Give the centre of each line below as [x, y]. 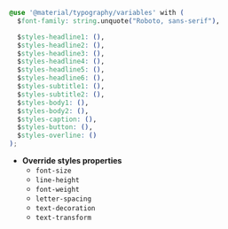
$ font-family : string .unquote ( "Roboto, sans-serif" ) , [118, 21]
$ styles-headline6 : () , [61, 78]
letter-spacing [63, 199]
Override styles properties [72, 160]
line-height [57, 180]
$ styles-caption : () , [57, 119]
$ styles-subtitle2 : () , [61, 94]
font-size [54, 171]
